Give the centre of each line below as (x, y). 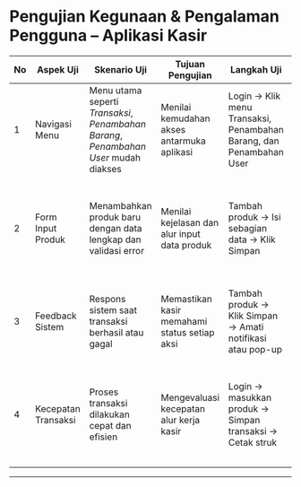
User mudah (115, 157)
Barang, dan (254, 141)
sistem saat (113, 309)
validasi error (117, 250)
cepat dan (110, 425)
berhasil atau (116, 332)
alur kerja (181, 420)
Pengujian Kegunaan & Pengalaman (144, 17)
